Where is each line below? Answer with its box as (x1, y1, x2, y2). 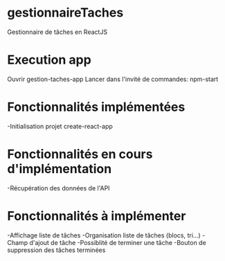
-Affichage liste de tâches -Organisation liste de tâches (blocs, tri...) (7, 231, 201, 240)
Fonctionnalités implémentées (7, 99, 186, 115)
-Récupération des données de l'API (7, 183, 110, 192)
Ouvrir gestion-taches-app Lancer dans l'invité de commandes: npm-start (7, 75, 219, 83)
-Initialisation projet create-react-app (7, 122, 113, 130)
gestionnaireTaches (7, 5, 124, 21)
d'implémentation (7, 161, 112, 177)
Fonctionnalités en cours (7, 147, 153, 162)
